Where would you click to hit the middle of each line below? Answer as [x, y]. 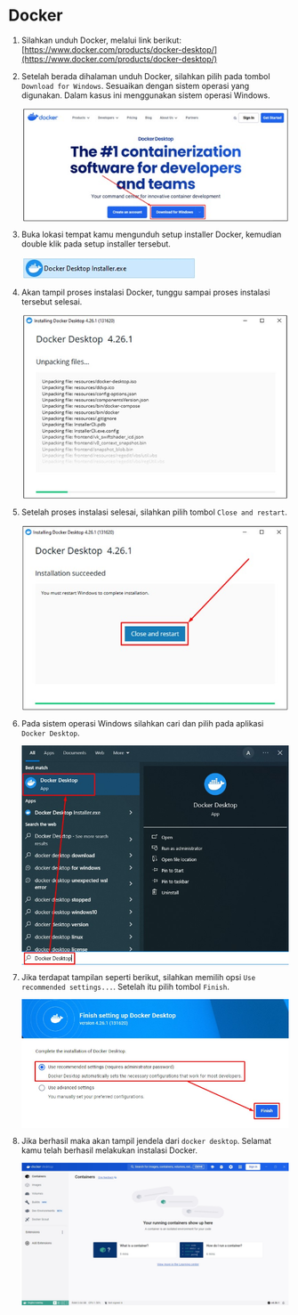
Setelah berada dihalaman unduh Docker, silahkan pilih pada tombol [145, 76]
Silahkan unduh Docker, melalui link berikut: [101, 40]
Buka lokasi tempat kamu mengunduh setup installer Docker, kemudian [151, 235]
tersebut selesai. [52, 302]
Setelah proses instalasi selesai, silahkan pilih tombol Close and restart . [154, 512]
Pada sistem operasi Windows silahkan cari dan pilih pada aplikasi [142, 724]
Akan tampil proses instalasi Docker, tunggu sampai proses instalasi [145, 292]
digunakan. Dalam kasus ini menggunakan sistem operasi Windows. [145, 95]
